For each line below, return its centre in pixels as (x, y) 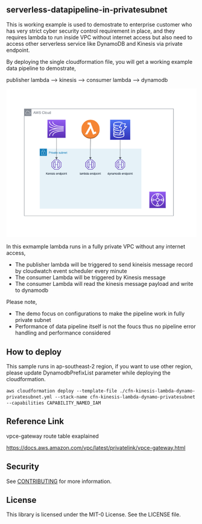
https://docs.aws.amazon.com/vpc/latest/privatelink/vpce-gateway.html (96, 447)
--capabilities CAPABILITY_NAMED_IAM (54, 403)
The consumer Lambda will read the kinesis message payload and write (104, 284)
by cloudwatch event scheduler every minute (71, 271)
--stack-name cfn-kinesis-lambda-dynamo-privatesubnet (125, 397)
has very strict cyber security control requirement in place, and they (91, 31)
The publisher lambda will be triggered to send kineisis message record (104, 265)
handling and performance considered (63, 333)
